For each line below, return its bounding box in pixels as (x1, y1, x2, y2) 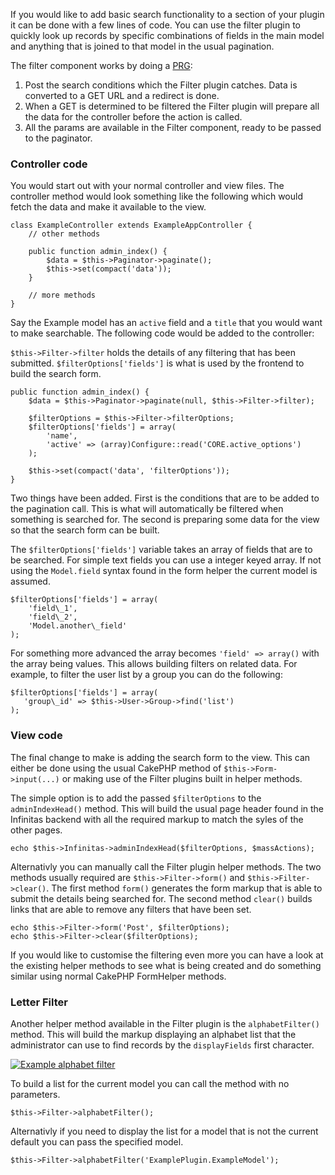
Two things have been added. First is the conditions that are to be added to (10, 492, 320, 504)
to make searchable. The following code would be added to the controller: (10, 327, 315, 339)
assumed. (10, 575, 51, 588)
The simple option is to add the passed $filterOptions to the (10, 792, 262, 804)
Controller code (10, 157, 88, 171)
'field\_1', (28, 604, 78, 614)
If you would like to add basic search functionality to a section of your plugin (10, 9, 325, 20)
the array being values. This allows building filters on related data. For (10, 658, 298, 670)
